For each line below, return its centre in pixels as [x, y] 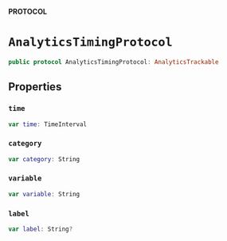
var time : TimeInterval [48, 124]
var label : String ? [41, 229]
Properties [35, 87]
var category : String [44, 159]
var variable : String [44, 194]
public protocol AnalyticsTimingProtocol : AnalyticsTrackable [113, 62]
